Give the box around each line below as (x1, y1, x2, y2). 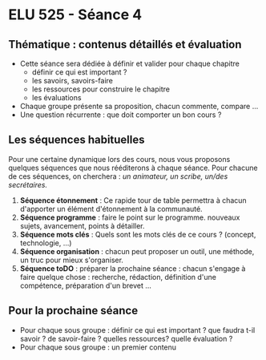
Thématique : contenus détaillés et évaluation (8, 38, 242, 51)
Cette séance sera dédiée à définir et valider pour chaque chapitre (19, 59, 240, 68)
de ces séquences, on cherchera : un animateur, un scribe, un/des (8, 171, 228, 181)
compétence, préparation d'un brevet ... (19, 281, 152, 290)
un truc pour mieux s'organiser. (19, 255, 124, 265)
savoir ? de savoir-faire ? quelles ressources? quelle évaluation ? (19, 334, 233, 343)
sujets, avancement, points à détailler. (19, 220, 146, 230)
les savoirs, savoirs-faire (31, 76, 114, 85)
